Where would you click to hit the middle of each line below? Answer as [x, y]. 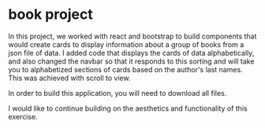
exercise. [23, 116]
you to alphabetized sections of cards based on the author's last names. [125, 69]
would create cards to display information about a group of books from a [126, 44]
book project [50, 15]
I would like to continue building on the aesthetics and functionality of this [128, 108]
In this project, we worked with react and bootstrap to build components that [132, 36]
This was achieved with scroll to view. [69, 78]
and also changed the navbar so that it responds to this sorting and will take [131, 61]
